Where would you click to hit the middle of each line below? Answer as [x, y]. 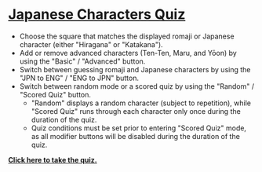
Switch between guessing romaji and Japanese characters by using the [135, 69]
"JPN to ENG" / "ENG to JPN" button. [79, 78]
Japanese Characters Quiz [97, 15]
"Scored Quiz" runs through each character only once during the [136, 111]
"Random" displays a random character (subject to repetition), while [141, 103]
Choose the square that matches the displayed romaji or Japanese [127, 36]
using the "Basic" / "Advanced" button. [82, 61]
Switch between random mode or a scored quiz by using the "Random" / [137, 86]
